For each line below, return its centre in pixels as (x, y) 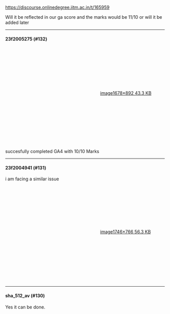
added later (17, 23)
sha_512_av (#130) (25, 296)
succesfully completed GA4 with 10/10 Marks (52, 151)
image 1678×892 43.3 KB (126, 93)
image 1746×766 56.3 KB (125, 232)
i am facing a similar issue (32, 179)
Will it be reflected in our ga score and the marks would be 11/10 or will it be (84, 17)
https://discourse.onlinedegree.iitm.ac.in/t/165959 (57, 7)
